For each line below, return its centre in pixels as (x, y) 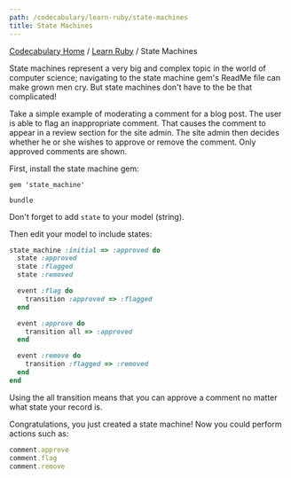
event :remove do (49, 356)
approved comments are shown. (68, 151)
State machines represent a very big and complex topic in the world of (138, 68)
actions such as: (39, 433)
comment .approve (39, 450)
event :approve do (51, 323)
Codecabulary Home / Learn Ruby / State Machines (103, 51)
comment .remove (37, 466)
